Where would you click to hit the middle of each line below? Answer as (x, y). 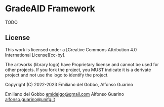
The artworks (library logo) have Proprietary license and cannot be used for (82, 64)
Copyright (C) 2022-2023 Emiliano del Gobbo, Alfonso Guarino (69, 84)
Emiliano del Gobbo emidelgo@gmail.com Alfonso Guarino (65, 94)
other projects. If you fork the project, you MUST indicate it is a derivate (78, 70)
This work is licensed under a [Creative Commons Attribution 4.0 (71, 49)
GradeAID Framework (50, 9)
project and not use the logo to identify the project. (57, 75)
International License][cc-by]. (35, 55)
